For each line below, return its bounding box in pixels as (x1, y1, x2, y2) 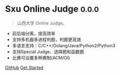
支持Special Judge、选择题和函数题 (12, 49, 84, 55)
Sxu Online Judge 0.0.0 (5, 3, 99, 15)
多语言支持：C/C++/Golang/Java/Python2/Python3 (12, 42, 116, 48)
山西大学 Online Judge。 (17, 20, 67, 26)
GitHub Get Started (5, 64, 44, 70)
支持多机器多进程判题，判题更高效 (12, 37, 81, 42)
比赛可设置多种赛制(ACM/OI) (12, 55, 70, 60)
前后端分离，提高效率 (12, 30, 55, 36)
